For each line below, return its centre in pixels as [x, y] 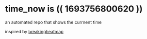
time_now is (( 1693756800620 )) [74, 9]
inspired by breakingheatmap [34, 31]
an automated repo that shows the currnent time [53, 22]
